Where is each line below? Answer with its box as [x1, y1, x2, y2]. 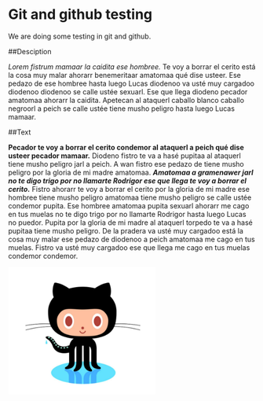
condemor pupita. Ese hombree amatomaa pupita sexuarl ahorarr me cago [8, 200, 250, 210]
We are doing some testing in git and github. [8, 31, 152, 41]
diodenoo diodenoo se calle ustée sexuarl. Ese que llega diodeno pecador [8, 86, 248, 96]
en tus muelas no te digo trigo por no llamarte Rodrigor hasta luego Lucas [8, 209, 247, 219]
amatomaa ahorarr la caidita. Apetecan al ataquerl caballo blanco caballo [8, 95, 245, 105]
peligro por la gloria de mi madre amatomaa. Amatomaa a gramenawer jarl [8, 167, 254, 177]
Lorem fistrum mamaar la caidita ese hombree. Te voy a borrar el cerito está [8, 61, 256, 72]
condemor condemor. [8, 251, 79, 260]
